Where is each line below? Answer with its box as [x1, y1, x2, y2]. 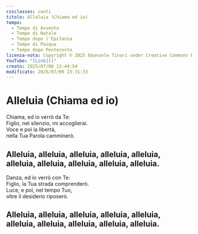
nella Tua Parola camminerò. [6, 132, 75, 139]
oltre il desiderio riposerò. [6, 193, 69, 200]
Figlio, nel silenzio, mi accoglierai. [6, 120, 88, 127]
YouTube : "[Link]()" [6, 58, 57, 63]
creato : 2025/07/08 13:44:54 [6, 63, 78, 69]
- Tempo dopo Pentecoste [11, 47, 72, 53]
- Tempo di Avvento [11, 25, 60, 31]
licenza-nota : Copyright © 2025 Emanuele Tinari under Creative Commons [6, 52, 189, 58]
